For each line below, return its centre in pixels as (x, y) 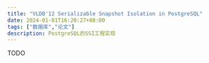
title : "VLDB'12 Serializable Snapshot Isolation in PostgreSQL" (105, 14)
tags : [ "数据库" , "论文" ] (41, 27)
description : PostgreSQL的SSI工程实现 (62, 33)
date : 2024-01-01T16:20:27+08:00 (56, 20)
